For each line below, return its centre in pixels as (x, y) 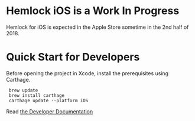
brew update (23, 90)
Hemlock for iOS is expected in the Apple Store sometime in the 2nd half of (97, 27)
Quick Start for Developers (73, 57)
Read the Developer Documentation (50, 111)
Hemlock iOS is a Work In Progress (93, 11)
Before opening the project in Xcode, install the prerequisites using (87, 73)
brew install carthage (37, 95)
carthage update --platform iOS (48, 100)
